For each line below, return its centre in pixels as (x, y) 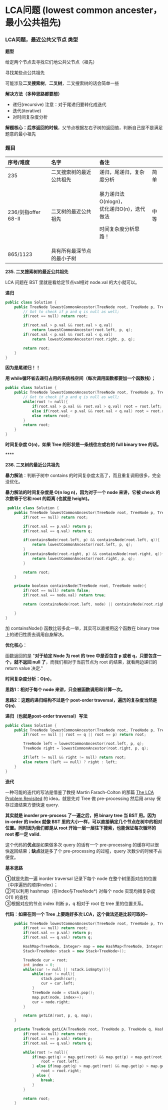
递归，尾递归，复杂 (122, 172)
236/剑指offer (24, 212)
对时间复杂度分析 (30, 117)
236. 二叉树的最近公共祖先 (32, 465)
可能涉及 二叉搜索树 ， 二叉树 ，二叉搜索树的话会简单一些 (62, 83)
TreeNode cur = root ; (46, 960)
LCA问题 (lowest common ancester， (83, 10)
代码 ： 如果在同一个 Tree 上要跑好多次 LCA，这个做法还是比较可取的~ (76, 914)
